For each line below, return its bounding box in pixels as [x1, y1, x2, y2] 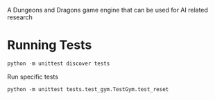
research [7, 13, 33, 21]
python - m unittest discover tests [7, 60, 110, 67]
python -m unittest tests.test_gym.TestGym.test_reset [7, 86, 169, 92]
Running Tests [7, 37, 92, 53]
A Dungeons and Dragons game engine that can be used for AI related [7, 6, 208, 14]
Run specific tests [7, 72, 59, 81]
